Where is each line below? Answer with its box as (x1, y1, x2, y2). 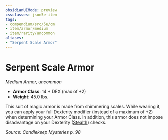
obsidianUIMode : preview (5, 7, 57, 13)
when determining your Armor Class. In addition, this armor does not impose (5, 114, 163, 120)
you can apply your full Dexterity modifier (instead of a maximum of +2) (5, 109, 153, 115)
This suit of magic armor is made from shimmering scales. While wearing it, (5, 103, 161, 109)
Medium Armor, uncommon (5, 79, 62, 85)
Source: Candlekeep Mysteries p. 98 (5, 129, 81, 135)
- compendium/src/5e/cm (5, 21, 55, 27)
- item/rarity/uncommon (5, 31, 55, 36)
